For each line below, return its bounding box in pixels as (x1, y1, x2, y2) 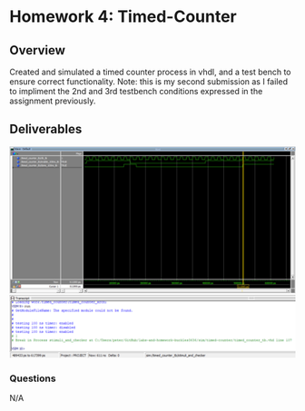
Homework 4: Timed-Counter (9, 6, 238, 27)
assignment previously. (9, 95, 96, 106)
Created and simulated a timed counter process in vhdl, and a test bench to (9, 66, 291, 77)
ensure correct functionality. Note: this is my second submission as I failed (9, 76, 289, 87)
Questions (9, 372, 56, 385)
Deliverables (9, 122, 83, 137)
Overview (9, 43, 66, 58)
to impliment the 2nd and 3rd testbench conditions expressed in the (9, 86, 263, 96)
